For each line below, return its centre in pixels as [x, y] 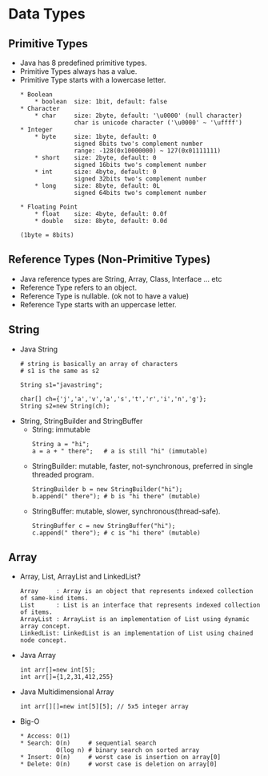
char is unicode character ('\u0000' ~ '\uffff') [158, 123]
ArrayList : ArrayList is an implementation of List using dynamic [134, 620]
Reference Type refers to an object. [78, 287]
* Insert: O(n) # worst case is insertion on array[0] [120, 758]
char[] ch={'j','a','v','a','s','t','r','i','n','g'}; [113, 399]
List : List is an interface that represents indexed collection [140, 605]
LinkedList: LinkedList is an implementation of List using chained [136, 634]
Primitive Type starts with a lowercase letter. [93, 80]
